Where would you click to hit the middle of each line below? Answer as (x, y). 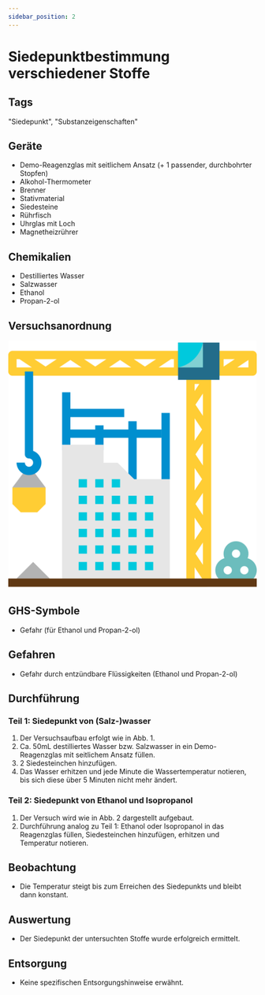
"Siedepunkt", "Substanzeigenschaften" (73, 121)
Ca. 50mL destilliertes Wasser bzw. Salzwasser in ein (106, 747)
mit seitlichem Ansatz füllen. (109, 755)
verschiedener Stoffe (79, 73)
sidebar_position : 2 (42, 17)
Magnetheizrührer (49, 232)
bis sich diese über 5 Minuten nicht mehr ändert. (98, 780)
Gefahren (32, 655)
